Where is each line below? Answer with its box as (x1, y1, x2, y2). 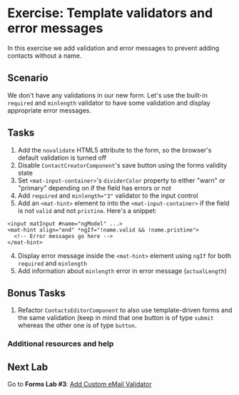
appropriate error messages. (7, 106, 91, 115)
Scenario (7, 72, 49, 84)
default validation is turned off (17, 153, 107, 162)
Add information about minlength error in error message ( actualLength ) (17, 266, 227, 275)
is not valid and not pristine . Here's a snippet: (17, 206, 157, 215)
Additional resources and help (7, 339, 114, 349)
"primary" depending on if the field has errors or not (17, 183, 171, 192)
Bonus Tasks (7, 287, 66, 299)
